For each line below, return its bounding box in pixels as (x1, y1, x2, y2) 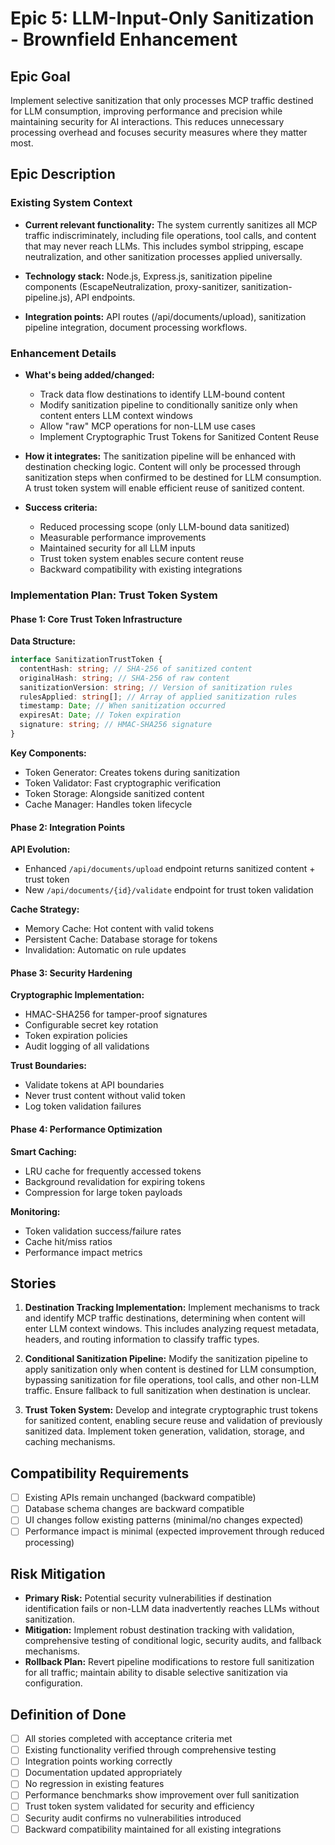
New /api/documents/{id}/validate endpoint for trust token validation (24, 884, 314, 896)
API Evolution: (10, 843, 71, 856)
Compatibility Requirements (10, 1465, 190, 1482)
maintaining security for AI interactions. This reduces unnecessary (10, 116, 285, 127)
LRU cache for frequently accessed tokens (24, 1165, 202, 1177)
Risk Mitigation (10, 1565, 106, 1582)
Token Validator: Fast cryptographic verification (24, 777, 222, 789)
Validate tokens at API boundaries (24, 1079, 165, 1091)
